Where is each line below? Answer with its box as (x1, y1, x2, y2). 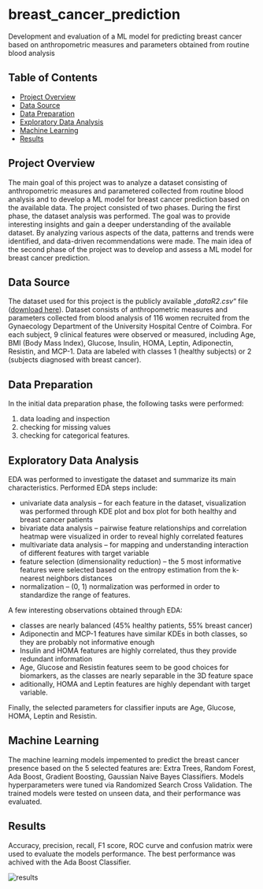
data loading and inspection (19, 414, 110, 424)
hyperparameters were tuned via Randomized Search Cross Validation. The (8, 780, 253, 789)
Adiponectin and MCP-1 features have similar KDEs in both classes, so (19, 629, 248, 639)
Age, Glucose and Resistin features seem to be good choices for (19, 663, 229, 672)
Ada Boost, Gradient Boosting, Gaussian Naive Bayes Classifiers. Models (8, 772, 244, 781)
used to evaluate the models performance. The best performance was (8, 849, 236, 858)
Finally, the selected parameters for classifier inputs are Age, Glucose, (8, 703, 236, 712)
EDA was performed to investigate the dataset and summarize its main (8, 475, 236, 483)
